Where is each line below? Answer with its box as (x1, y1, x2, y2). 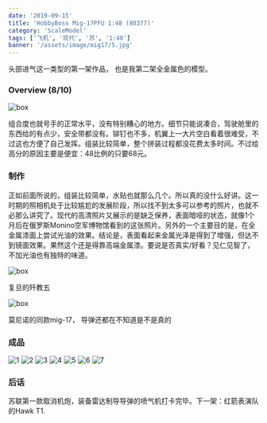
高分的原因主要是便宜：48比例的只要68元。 (8, 149, 152, 159)
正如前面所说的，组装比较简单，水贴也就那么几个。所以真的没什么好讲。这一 (8, 190, 259, 200)
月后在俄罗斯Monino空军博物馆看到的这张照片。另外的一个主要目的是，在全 (8, 220, 256, 229)
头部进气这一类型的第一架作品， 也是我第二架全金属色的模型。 (8, 65, 212, 74)
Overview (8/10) (8, 84, 72, 96)
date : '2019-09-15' (8, 11, 73, 20)
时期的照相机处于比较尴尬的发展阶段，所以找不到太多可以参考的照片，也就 (8, 200, 252, 210)
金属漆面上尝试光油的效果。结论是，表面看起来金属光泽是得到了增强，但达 (8, 230, 252, 240)
